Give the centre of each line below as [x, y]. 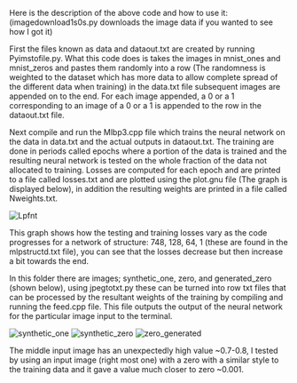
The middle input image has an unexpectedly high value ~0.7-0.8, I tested [144, 351]
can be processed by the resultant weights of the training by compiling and [146, 297]
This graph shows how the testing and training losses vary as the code [138, 233]
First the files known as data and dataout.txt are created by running [132, 49]
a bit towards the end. [49, 261]
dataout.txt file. [37, 115]
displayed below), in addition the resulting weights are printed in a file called [148, 189]
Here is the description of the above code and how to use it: [119, 13]
